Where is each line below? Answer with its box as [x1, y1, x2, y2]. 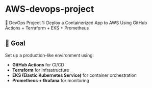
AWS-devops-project [5, 3, 94, 15]
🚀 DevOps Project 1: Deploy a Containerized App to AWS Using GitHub [5, 20, 147, 26]
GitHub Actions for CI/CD [12, 61, 65, 67]
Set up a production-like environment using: [5, 52, 94, 58]
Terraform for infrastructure [12, 67, 70, 73]
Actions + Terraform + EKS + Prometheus [5, 25, 89, 30]
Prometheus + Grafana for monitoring [12, 77, 90, 83]
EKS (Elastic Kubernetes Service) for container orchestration [12, 72, 137, 78]
